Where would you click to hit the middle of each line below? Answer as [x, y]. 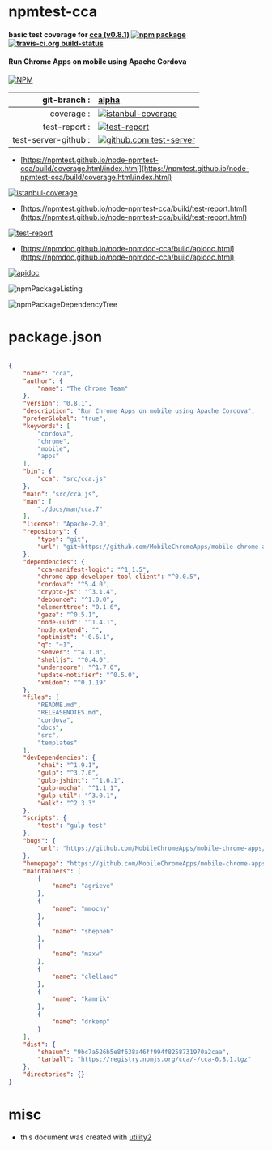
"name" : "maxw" [77, 954]
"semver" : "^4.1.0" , [72, 652]
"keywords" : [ [47, 426]
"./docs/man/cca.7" [70, 509]
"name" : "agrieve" [83, 886]
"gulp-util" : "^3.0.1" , [77, 796]
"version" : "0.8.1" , [57, 404]
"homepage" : [43, 863]
